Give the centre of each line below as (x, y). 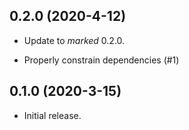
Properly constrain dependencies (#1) (101, 60)
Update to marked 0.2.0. (74, 40)
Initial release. (52, 115)
